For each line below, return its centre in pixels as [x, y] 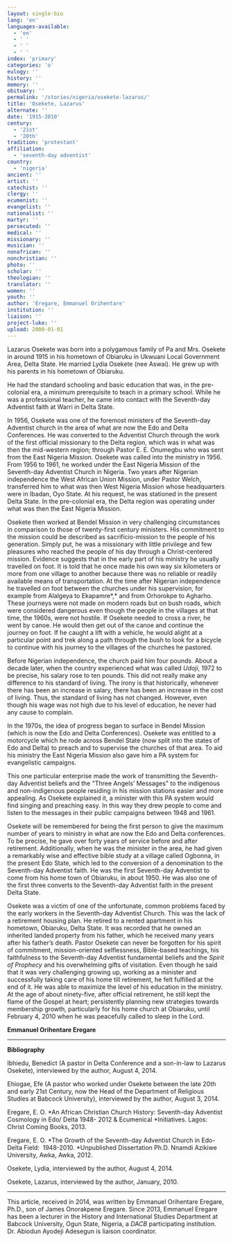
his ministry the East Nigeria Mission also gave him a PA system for [103, 755]
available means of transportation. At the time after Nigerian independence [114, 581]
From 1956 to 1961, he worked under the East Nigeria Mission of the [104, 464]
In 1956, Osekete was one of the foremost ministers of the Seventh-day [109, 420]
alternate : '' [28, 110]
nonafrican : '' [29, 252]
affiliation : [26, 149]
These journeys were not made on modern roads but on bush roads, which [114, 603]
